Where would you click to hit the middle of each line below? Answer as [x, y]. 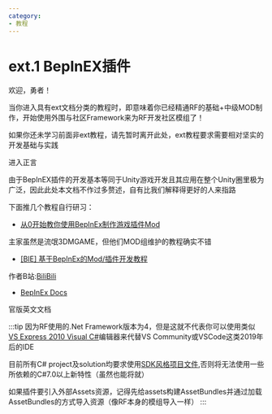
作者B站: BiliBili [32, 277]
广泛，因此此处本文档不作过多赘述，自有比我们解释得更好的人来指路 [122, 190]
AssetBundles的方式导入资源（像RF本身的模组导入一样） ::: [108, 402]
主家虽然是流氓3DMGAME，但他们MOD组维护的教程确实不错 [110, 242]
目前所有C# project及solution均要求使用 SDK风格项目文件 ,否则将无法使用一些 [136, 364]
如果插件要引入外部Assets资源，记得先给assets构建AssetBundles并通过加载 [135, 392]
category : [25, 16]
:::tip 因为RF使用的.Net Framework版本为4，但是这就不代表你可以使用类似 [132, 327]
